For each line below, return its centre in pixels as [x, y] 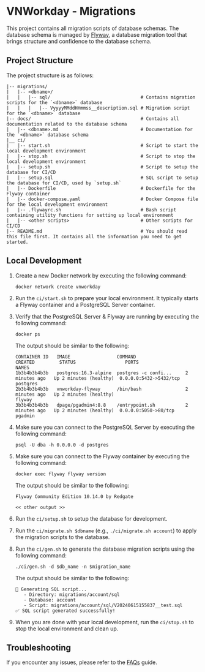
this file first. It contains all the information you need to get [94, 236]
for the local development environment [57, 204]
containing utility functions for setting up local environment [90, 215]
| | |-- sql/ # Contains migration [101, 97]
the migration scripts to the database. [62, 537]
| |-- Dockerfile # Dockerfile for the [101, 188]
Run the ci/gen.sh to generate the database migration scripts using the [105, 549]
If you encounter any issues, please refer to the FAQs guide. [82, 662]
